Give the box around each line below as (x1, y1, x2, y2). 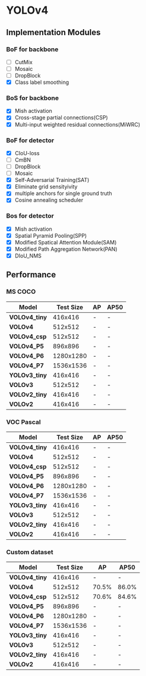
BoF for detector (6, 136, 55, 144)
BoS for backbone (6, 94, 59, 102)
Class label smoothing (14, 78, 69, 86)
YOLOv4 (6, 4, 49, 17)
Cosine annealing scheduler (14, 197, 84, 204)
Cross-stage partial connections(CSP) (14, 114, 108, 121)
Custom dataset (6, 548, 53, 556)
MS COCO (6, 288, 36, 296)
